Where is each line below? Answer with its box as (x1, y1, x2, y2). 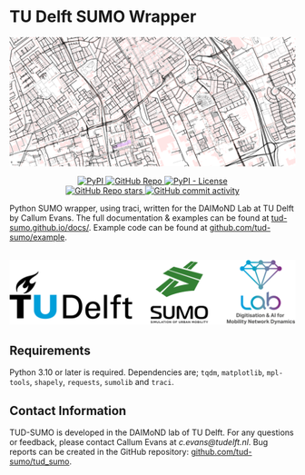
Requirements (9, 342, 91, 358)
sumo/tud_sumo (9, 456, 70, 467)
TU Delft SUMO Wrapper (9, 6, 197, 27)
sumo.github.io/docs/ (9, 223, 89, 233)
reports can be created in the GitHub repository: (9, 447, 189, 458)
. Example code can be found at (88, 223, 208, 233)
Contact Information (9, 402, 127, 419)
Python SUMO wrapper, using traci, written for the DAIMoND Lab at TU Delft (9, 203, 295, 214)
